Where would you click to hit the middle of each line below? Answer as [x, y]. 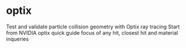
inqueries [18, 39]
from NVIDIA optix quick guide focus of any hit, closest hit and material [92, 32]
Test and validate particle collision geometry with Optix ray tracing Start [93, 27]
